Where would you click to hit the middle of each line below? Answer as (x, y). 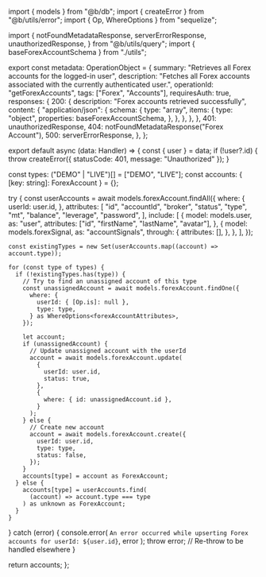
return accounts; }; (39, 565)
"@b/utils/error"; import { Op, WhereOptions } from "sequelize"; (113, 20)
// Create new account (67, 428)
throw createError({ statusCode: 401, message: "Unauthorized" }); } (119, 159)
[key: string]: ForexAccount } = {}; (64, 183)
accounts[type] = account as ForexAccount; (96, 476)
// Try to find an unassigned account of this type (110, 281)
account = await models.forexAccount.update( (106, 358)
